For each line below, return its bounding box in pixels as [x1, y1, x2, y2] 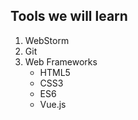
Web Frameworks [24, 55, 98, 68]
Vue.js [39, 98, 67, 110]
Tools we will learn [10, 8, 128, 25]
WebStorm [24, 34, 70, 46]
